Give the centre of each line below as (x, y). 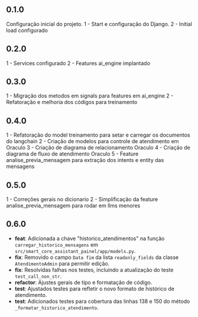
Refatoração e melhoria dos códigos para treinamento (72, 102)
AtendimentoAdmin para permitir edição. (62, 263)
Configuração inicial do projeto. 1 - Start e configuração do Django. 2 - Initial (99, 24)
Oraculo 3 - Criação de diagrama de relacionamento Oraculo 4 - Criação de (98, 148)
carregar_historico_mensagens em (56, 244)
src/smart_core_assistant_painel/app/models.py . (75, 251)
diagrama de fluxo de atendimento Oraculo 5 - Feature (72, 154)
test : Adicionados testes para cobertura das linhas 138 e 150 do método (102, 301)
